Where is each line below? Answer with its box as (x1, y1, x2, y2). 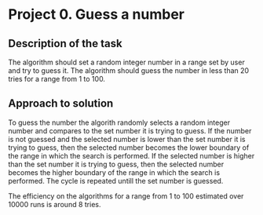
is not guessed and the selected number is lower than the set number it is (8, 134, 246, 144)
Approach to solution (8, 97, 114, 111)
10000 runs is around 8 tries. (8, 199, 101, 209)
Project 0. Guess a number (8, 5, 184, 24)
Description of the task (8, 37, 123, 50)
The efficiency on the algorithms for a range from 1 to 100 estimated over (8, 191, 244, 201)
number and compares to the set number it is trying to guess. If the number (8, 126, 252, 135)
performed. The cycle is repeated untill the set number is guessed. (8, 176, 224, 185)
